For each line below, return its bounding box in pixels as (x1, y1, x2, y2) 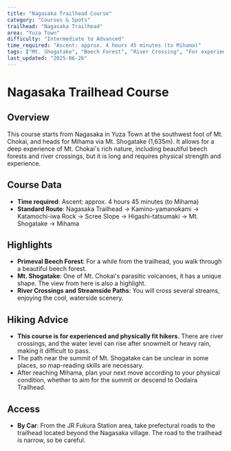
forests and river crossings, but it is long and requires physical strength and (7, 152, 221, 160)
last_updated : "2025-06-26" (7, 55, 88, 62)
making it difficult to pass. (16, 346, 91, 355)
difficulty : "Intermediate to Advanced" (7, 36, 125, 43)
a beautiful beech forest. (16, 265, 87, 273)
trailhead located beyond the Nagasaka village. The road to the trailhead (16, 429, 222, 437)
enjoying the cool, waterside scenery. (16, 294, 124, 302)
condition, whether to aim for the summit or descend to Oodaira (16, 376, 198, 384)
